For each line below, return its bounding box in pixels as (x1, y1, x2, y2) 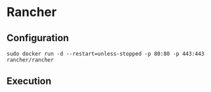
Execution (6, 75, 52, 87)
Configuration (6, 32, 69, 44)
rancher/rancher (6, 56, 54, 63)
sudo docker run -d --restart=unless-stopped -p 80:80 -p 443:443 (6, 50, 205, 57)
